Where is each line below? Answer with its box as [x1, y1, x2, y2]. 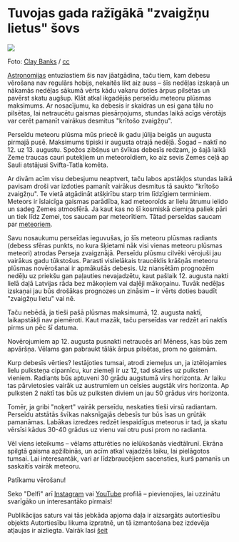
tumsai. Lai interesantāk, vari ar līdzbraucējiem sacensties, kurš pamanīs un [7, 454, 230, 463]
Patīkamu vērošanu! [7, 476, 66, 484]
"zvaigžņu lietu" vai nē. [7, 294, 76, 302]
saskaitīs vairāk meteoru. [7, 461, 81, 470]
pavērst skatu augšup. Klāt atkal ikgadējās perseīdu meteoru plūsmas [7, 93, 212, 102]
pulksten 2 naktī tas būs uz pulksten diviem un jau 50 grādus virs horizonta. [7, 389, 230, 397]
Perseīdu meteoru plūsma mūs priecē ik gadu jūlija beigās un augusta [7, 130, 212, 138]
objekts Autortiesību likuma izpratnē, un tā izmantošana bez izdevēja [7, 518, 210, 527]
